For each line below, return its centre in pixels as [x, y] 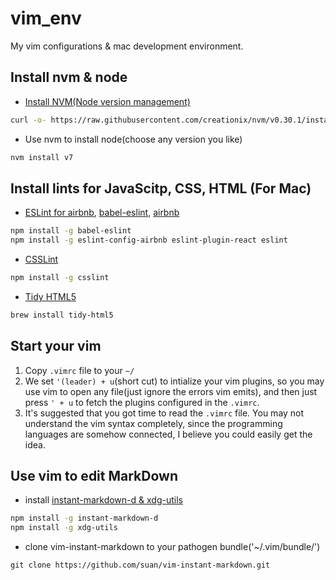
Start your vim [56, 346]
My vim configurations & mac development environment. [127, 46]
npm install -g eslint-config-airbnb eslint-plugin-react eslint [149, 240]
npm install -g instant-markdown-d [84, 518]
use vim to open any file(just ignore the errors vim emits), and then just [171, 391]
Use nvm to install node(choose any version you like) [133, 139]
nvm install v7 [42, 157]
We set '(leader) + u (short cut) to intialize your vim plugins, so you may [174, 381]
